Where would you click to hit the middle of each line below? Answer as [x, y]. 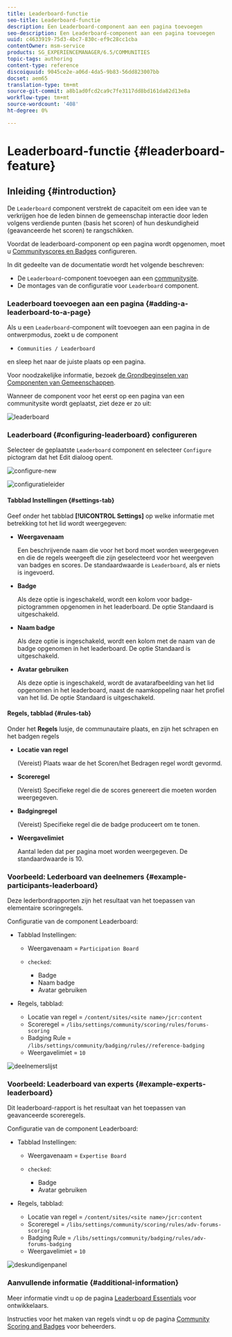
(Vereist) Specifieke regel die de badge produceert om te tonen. [108, 824]
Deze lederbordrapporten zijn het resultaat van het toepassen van [101, 900]
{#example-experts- [171, 1084]
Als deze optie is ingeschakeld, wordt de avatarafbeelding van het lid [116, 683]
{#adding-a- [167, 303]
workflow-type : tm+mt [38, 98]
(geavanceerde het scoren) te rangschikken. [70, 230]
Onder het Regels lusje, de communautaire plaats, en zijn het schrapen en [113, 729]
